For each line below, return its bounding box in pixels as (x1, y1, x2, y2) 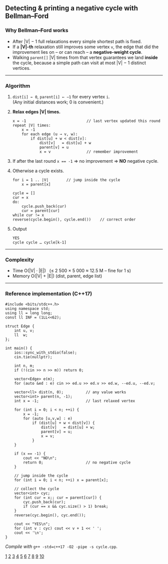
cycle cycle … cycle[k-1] (12, 240, 66, 245)
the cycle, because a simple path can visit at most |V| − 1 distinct (12, 60, 146, 66)
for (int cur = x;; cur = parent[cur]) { (14, 495, 101, 500)
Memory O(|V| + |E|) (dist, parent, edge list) (12, 273, 102, 279)
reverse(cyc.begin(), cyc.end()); (14, 512, 86, 518)
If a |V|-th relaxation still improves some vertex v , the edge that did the (12, 44, 159, 50)
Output (12, 225, 27, 232)
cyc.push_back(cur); (23, 499, 66, 504)
